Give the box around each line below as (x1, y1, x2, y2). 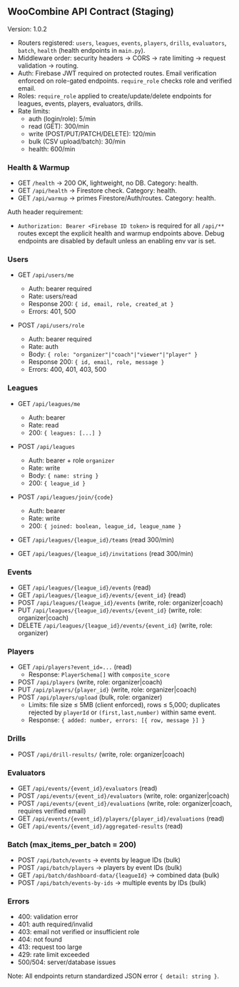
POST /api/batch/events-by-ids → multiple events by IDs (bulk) (17, 879, 207, 887)
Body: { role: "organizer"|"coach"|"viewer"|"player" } (28, 350, 198, 359)
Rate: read (28, 420, 59, 429)
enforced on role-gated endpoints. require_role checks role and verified (17, 76, 232, 85)
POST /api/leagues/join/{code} (17, 492, 114, 501)
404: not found (17, 935, 63, 944)
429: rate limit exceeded (17, 951, 90, 959)
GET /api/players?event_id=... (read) (17, 663, 132, 672)
